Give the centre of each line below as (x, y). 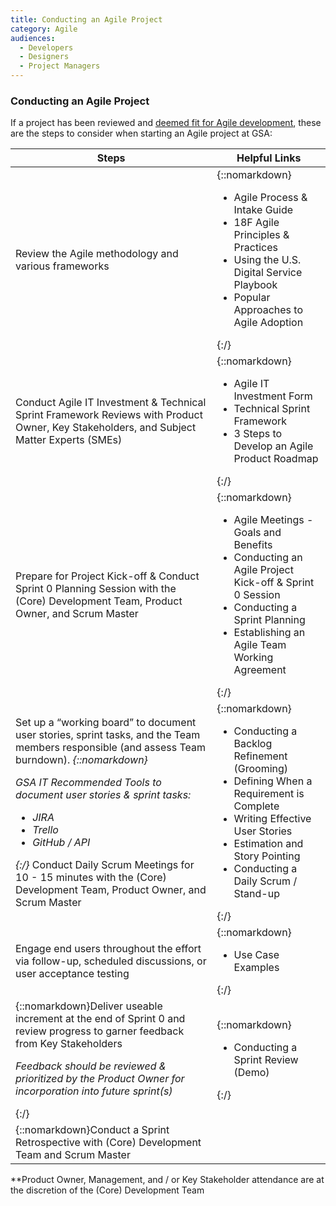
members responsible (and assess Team (110, 748)
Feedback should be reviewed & (91, 1066)
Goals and (257, 533)
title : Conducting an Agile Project (86, 19)
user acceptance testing (72, 974)
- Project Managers (60, 66)
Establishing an (269, 633)
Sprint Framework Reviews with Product (109, 415)
